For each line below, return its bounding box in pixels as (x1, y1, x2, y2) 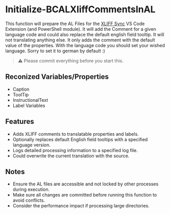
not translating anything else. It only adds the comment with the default (5, 37, 155, 43)
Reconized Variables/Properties (5, 73, 109, 81)
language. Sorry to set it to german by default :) (5, 48, 106, 54)
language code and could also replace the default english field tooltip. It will (5, 31, 164, 37)
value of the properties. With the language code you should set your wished (5, 42, 165, 48)
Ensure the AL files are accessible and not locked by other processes (12, 181, 159, 187)
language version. (12, 142, 51, 148)
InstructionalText (12, 97, 48, 103)
